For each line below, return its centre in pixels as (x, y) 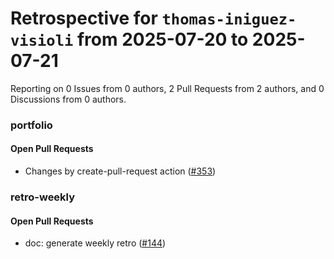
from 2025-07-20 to (162, 39)
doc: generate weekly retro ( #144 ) (95, 243)
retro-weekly (43, 197)
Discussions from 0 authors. (68, 99)
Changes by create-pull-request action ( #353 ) (120, 171)
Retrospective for (84, 18)
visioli (42, 41)
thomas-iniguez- (229, 19)
